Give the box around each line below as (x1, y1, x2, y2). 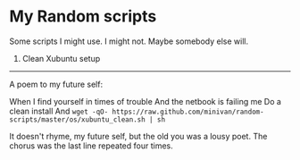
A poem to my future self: (9, 79, 104, 89)
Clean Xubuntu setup (21, 53, 101, 63)
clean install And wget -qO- (9, 105, 109, 116)
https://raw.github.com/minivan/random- (112, 107, 265, 116)
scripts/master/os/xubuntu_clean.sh (9, 114, 146, 124)
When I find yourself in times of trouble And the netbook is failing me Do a (9, 96, 281, 106)
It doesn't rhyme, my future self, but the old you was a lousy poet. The (9, 131, 268, 141)
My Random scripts (9, 6, 157, 27)
